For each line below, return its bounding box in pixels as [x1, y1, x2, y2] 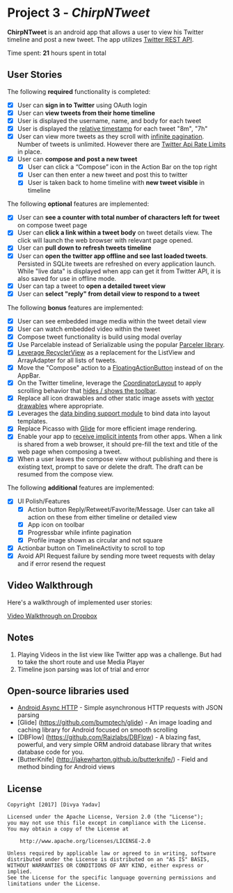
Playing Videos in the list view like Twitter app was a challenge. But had [17, 650, 222, 659]
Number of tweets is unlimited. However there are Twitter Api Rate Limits [17, 140, 226, 149]
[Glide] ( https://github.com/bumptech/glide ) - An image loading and [17, 718, 212, 727]
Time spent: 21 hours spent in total [7, 49, 106, 57]
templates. [17, 417, 48, 426]
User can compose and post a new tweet [17, 155, 138, 163]
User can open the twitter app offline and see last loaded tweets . [17, 252, 208, 260]
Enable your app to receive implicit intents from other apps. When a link [17, 433, 223, 441]
